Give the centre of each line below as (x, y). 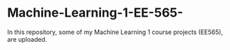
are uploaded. (27, 39)
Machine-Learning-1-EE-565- (95, 13)
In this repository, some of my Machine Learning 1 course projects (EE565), (115, 32)
